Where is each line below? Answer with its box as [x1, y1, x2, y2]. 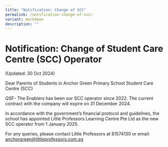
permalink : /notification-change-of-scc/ [5, 12, 93, 17]
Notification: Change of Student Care [5, 43, 163, 54]
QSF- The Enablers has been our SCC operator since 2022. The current [5, 95, 153, 101]
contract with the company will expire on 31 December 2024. [5, 101, 131, 107]
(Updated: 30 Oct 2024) [5, 70, 55, 77]
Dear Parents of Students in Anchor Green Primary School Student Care [5, 80, 154, 86]
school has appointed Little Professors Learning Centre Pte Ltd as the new [5, 116, 159, 122]
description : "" [5, 21, 39, 27]
